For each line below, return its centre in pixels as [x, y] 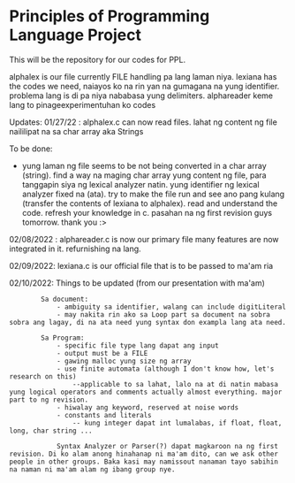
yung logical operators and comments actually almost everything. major [146, 392]
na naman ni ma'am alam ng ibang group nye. [92, 469]
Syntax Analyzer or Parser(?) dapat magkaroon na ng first [167, 446]
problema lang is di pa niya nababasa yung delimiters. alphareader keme [141, 96]
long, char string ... [51, 431]
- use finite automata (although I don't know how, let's [165, 369]
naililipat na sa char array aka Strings [76, 131]
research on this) [43, 376]
